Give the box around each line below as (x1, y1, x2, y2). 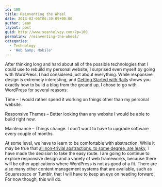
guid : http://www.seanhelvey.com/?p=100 (5, 30, 88, 34)
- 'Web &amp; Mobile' (9, 48, 53, 52)
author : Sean (5, 20, 32, 26)
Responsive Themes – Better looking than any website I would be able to (5, 111, 150, 117)
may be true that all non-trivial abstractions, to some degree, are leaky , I (5, 145, 149, 151)
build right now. (5, 116, 36, 122)
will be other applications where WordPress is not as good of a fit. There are (5, 161, 157, 167)
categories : (5, 39, 29, 44)
